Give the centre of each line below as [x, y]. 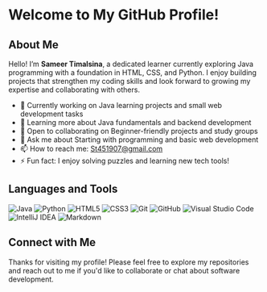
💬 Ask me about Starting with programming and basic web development [139, 140]
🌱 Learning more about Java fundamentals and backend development [136, 122]
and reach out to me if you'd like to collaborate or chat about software [124, 270]
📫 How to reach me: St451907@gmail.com [91, 148]
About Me [33, 45]
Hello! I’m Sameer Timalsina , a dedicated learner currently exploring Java [131, 64]
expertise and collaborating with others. [74, 90]
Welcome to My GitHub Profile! [114, 15]
